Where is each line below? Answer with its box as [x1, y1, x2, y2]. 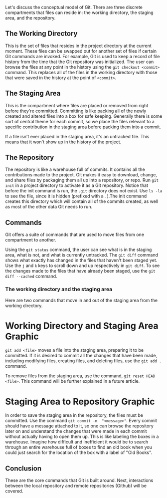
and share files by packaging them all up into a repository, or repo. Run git [5, 177, 159, 183]
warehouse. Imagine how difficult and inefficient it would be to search [5, 439, 149, 445]
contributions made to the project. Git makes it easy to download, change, [5, 172, 157, 178]
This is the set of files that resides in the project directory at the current [5, 43, 152, 49]
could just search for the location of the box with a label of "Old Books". [5, 449, 153, 455]
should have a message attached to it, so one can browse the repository [5, 423, 154, 429]
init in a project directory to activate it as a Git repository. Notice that [5, 182, 149, 188]
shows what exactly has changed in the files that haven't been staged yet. [5, 258, 158, 264]
